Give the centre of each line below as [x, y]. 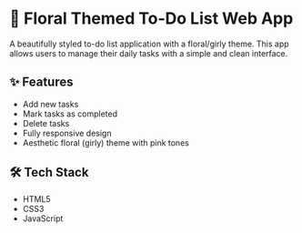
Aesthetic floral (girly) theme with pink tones [106, 142]
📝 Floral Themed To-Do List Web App [151, 19]
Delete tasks [46, 123]
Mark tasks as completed [70, 114]
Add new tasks [50, 104]
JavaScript [43, 218]
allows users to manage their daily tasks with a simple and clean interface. [149, 53]
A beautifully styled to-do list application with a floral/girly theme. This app [149, 44]
